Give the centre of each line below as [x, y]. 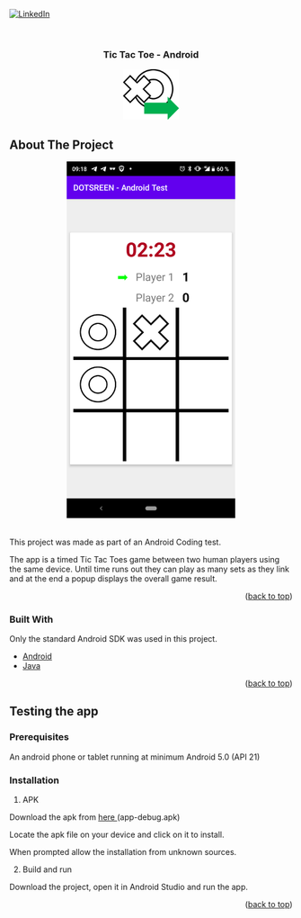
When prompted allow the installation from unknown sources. [123, 852]
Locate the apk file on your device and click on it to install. [117, 835]
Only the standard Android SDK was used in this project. [113, 639]
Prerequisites [39, 737]
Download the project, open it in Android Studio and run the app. [129, 887]
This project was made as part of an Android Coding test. [115, 542]
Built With [31, 619]
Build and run [47, 869]
